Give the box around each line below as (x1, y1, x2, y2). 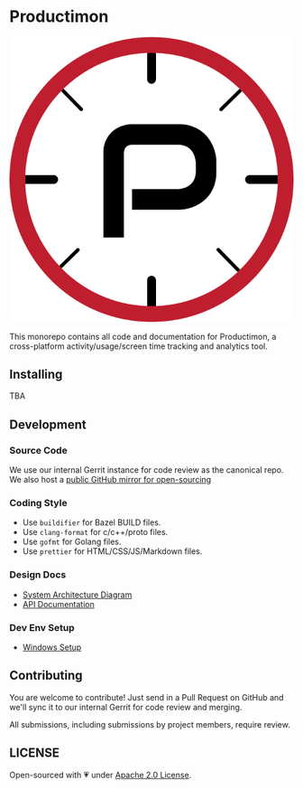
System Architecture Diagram (22, 589, 133, 600)
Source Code (9, 444, 68, 456)
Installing (9, 367, 63, 382)
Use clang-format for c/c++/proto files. (22, 527, 169, 538)
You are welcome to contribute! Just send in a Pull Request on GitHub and (9, 691, 284, 702)
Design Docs (9, 568, 67, 581)
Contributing (9, 668, 83, 683)
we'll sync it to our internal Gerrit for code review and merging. (9, 701, 243, 712)
